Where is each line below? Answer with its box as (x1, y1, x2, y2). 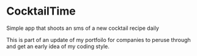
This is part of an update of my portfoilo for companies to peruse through (6, 36, 191, 43)
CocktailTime (6, 4, 76, 18)
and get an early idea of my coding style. (6, 43, 110, 50)
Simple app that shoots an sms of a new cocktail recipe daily (6, 24, 159, 32)
